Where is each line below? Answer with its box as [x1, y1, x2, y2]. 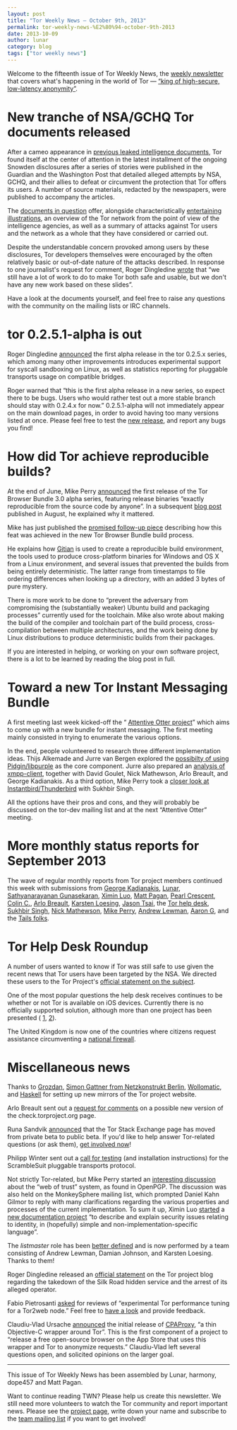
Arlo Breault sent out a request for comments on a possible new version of [7, 1104, 224, 1112]
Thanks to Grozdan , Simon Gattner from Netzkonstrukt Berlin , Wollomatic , [7, 1082, 222, 1091]
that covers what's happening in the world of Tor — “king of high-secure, [7, 76, 220, 85]
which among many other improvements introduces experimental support [7, 357, 221, 365]
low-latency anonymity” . [7, 84, 78, 93]
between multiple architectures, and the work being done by [42, 626, 219, 634]
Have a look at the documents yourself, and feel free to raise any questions [7, 294, 226, 302]
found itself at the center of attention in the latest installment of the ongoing [7, 155, 227, 164]
